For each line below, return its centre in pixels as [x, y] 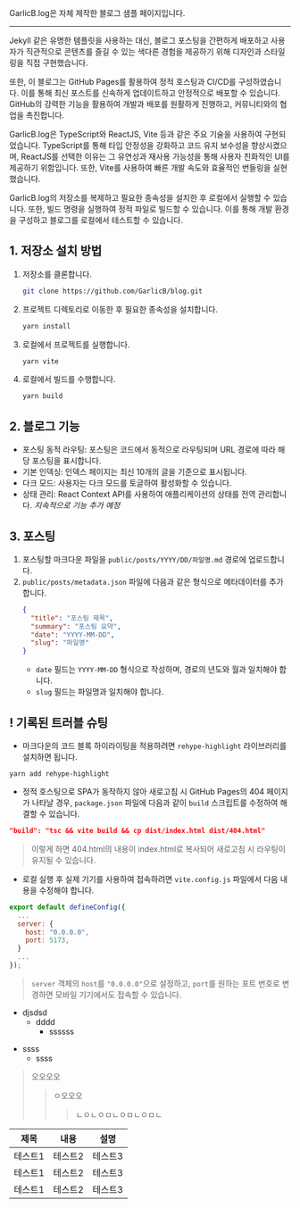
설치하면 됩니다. [50, 757]
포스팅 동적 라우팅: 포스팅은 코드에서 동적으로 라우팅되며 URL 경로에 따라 [149, 450]
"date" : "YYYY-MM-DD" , [73, 635]
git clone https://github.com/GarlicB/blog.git [112, 291]
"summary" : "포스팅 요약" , [76, 626]
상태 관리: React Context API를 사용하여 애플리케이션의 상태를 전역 [139, 495]
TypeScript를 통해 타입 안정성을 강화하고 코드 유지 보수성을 [146, 145]
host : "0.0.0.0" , [58, 932]
